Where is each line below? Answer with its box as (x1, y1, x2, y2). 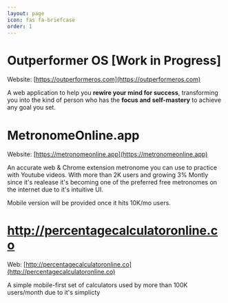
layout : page (7, 10, 45, 17)
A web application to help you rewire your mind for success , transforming (7, 89, 218, 97)
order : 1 (7, 23, 32, 30)
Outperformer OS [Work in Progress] (7, 52, 222, 68)
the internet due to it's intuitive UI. (7, 185, 103, 194)
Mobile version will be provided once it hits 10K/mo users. (7, 199, 171, 207)
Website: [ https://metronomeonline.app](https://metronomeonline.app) (7, 150, 208, 158)
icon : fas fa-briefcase (7, 17, 76, 23)
